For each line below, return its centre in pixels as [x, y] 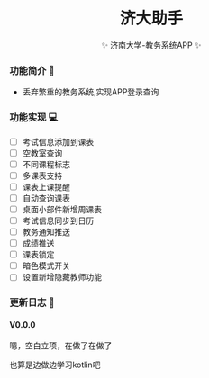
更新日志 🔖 [32, 302]
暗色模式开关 [46, 265]
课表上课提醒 [46, 186]
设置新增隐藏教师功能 [62, 277]
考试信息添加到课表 [58, 141]
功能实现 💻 [34, 118]
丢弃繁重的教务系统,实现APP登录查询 [91, 92]
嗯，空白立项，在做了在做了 [61, 346]
